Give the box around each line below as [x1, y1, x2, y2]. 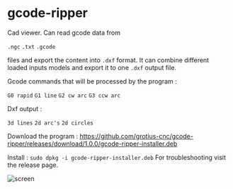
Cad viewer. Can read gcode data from [7, 28, 120, 37]
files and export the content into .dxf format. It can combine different [7, 55, 210, 64]
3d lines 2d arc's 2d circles [7, 119, 94, 127]
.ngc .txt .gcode [7, 43, 56, 50]
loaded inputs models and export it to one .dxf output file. [7, 63, 177, 71]
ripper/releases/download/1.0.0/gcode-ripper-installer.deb [7, 139, 178, 148]
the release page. [7, 161, 59, 169]
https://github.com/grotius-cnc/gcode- [79, 132, 193, 140]
